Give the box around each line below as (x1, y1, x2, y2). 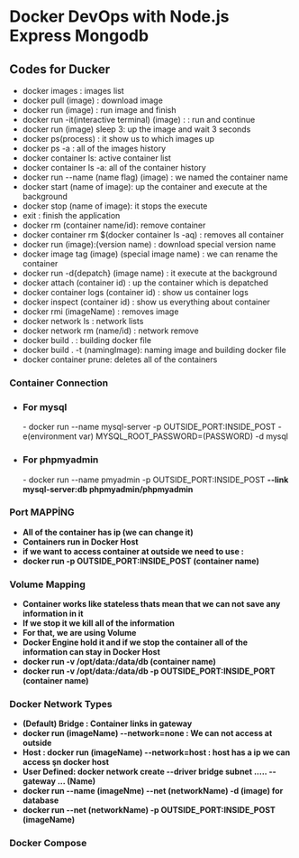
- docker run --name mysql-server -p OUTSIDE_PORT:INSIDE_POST (22, 422, 276, 433)
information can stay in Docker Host (22, 647, 160, 657)
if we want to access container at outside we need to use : (22, 546, 245, 556)
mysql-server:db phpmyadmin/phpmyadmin (22, 483, 194, 494)
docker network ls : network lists (22, 316, 144, 326)
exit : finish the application (22, 210, 121, 220)
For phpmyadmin (22, 453, 99, 466)
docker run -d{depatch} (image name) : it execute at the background (22, 268, 277, 278)
